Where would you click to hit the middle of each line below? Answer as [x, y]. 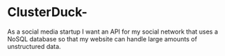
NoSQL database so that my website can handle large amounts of [102, 38]
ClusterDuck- [47, 12]
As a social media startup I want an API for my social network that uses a [113, 31]
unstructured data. [34, 46]
